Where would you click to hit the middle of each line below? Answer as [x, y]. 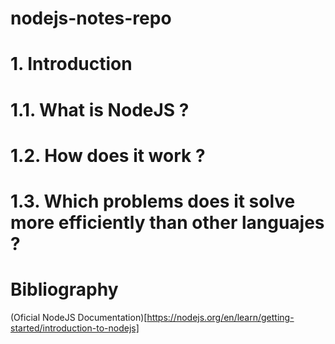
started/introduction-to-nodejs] [75, 328]
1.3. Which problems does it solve [153, 201]
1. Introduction [71, 64]
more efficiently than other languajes [167, 222]
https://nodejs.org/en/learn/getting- [220, 317]
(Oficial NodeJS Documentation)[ [79, 317]
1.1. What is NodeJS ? [100, 109]
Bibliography [64, 289]
